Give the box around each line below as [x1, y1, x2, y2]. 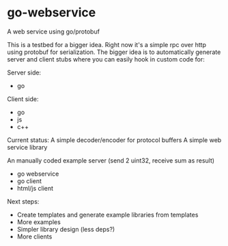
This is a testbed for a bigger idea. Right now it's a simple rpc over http [7, 40, 207, 49]
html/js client [16, 184, 53, 192]
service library [7, 143, 48, 151]
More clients [16, 232, 53, 241]
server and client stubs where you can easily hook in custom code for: [7, 55, 205, 63]
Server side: [7, 68, 42, 77]
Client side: [7, 94, 39, 103]
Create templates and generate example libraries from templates [16, 210, 199, 219]
